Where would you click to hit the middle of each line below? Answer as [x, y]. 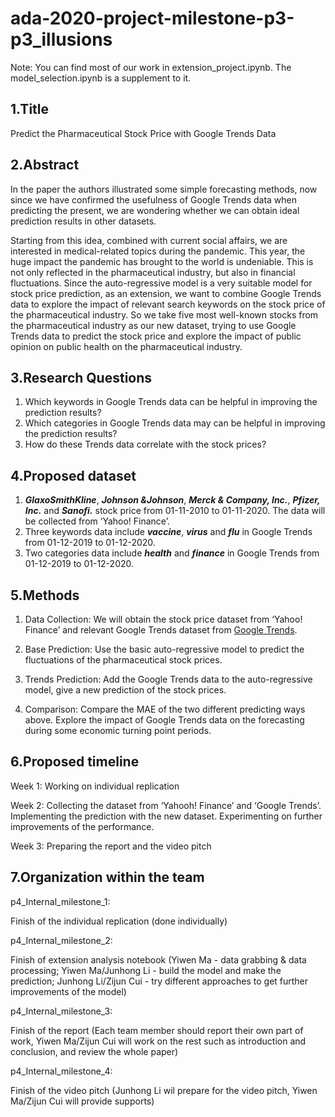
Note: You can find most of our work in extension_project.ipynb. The [151, 67]
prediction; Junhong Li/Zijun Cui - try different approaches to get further [159, 981]
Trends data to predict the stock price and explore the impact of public [156, 336]
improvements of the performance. [82, 826]
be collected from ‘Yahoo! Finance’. [97, 521]
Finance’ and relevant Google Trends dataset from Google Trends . [161, 630]
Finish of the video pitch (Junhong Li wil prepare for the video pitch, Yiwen [164, 1090]
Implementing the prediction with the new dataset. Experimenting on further [166, 816]
